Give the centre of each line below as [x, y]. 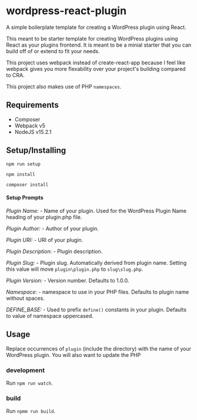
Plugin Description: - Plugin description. [54, 251]
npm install [21, 174]
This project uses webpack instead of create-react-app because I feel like [96, 63]
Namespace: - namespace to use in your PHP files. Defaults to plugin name [98, 292]
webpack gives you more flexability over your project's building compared [96, 68]
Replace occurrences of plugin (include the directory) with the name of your [99, 349]
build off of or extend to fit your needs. [53, 51]
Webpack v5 [30, 126]
